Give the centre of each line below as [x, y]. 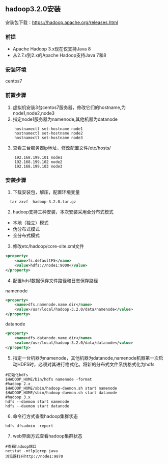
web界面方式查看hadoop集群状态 [47, 436]
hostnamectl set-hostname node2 [49, 133]
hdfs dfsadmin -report [29, 426]
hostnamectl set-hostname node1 [49, 129]
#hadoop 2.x [18, 384]
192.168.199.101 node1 [38, 157]
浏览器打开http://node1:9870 [34, 456]
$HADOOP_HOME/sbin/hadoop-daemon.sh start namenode [61, 388]
